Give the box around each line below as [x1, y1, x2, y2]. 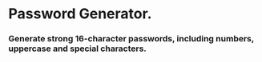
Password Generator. [8, 5, 152, 23]
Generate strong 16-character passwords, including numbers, [8, 33, 255, 45]
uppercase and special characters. [8, 43, 147, 54]
